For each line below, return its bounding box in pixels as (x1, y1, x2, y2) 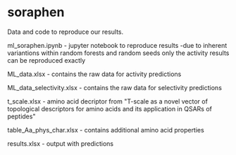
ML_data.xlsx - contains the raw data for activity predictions (7, 70, 182, 78)
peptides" (7, 112, 36, 120)
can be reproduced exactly (7, 56, 86, 64)
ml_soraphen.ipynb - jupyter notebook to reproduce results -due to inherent (7, 41, 228, 49)
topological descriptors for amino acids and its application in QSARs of (7, 104, 213, 113)
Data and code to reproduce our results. (7, 27, 124, 36)
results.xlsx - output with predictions (7, 139, 114, 148)
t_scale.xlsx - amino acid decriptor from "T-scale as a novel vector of (7, 97, 208, 106)
